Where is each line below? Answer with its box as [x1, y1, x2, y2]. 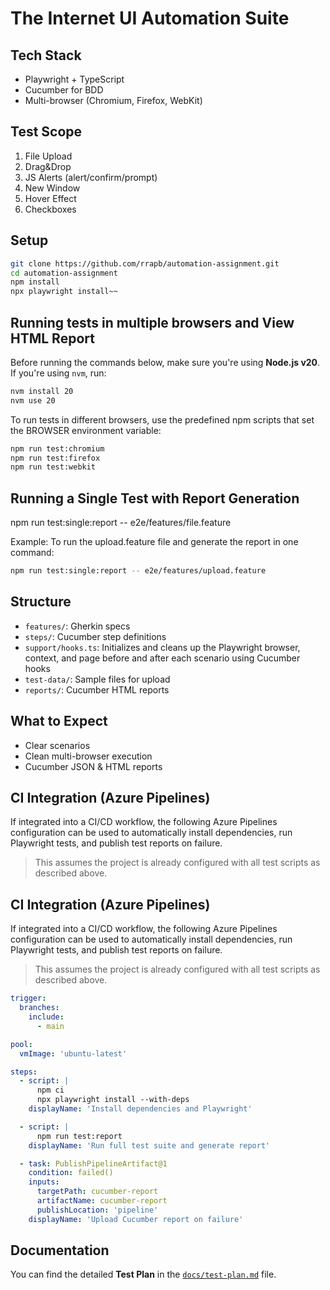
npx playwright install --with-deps [36, 1095, 190, 1105]
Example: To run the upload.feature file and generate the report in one [10, 536, 299, 548]
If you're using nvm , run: [10, 367, 107, 379]
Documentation [10, 1242, 110, 1259]
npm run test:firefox [10, 453, 101, 463]
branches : [19, 1003, 60, 1013]
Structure [10, 593, 72, 611]
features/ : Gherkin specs [24, 620, 131, 632]
